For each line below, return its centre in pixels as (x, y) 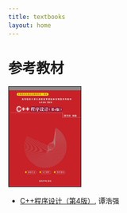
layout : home (30, 25)
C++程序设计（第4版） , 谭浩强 (69, 201)
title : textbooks (37, 17)
